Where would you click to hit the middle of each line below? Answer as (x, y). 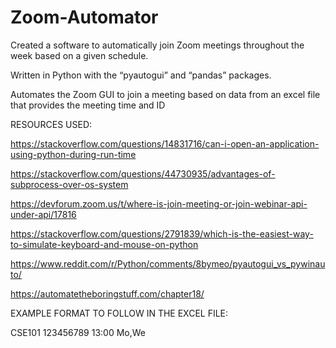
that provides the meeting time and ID (88, 105)
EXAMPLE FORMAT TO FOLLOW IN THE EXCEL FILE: (119, 313)
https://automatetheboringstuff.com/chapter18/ (107, 293)
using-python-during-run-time (73, 154)
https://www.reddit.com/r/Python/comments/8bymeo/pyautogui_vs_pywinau (168, 263)
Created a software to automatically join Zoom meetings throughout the (157, 45)
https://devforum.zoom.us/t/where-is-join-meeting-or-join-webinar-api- (159, 203)
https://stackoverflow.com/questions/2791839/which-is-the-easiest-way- (162, 233)
